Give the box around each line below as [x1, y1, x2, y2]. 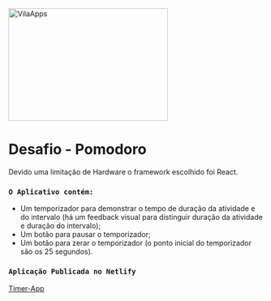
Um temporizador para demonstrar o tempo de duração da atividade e [19, 204, 256, 213]
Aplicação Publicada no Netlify [8, 267, 136, 277]
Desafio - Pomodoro [8, 140, 147, 159]
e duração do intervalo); [19, 221, 101, 230]
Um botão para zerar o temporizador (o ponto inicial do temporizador [19, 239, 252, 248]
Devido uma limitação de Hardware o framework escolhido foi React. [8, 166, 239, 177]
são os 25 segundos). [19, 247, 93, 256]
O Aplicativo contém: [8, 187, 94, 196]
